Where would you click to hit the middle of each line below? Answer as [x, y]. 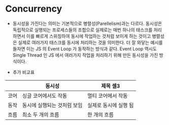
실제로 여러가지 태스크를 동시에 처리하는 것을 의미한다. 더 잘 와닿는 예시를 [91, 42]
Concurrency [34, 9]
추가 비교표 [24, 72]
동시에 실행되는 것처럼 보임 [52, 105]
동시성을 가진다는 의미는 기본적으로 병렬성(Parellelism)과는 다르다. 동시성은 [87, 23]
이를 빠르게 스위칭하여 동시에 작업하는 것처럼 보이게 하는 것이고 [89, 36]
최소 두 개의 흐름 [41, 114]
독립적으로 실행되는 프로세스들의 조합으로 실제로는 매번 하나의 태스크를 [82, 30]
